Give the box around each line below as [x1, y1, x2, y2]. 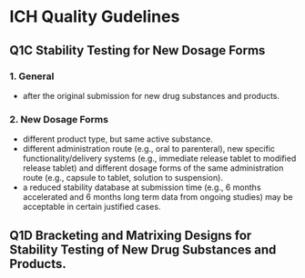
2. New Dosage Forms [9, 113, 109, 125]
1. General [9, 70, 55, 83]
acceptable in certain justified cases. [22, 202, 161, 213]
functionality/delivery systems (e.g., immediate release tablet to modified [22, 153, 297, 164]
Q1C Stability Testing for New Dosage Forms [9, 43, 266, 58]
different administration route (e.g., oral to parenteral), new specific [22, 144, 276, 154]
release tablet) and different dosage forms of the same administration [22, 163, 284, 174]
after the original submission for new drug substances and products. [22, 90, 280, 101]
